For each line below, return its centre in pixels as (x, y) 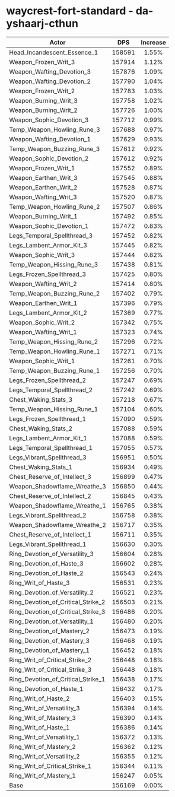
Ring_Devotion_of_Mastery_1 (50, 650)
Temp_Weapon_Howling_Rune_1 (55, 351)
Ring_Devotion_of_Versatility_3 (51, 554)
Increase (153, 42)
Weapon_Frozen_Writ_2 (42, 91)
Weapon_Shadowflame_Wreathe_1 (58, 506)
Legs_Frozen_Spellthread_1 (48, 418)
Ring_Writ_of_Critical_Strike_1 (50, 766)
